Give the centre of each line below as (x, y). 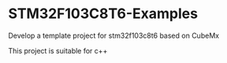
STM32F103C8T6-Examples (103, 14)
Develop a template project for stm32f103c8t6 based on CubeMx (113, 35)
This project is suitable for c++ (58, 50)
